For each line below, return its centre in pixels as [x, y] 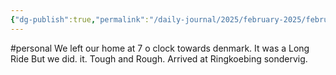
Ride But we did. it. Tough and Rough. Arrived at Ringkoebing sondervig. [159, 58]
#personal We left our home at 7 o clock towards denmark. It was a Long [160, 48]
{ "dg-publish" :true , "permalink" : [80, 19]
